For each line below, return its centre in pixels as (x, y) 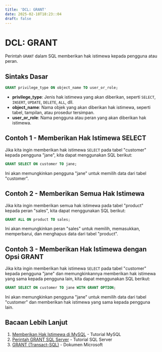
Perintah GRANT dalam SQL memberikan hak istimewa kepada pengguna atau (81, 56)
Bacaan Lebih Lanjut (36, 323)
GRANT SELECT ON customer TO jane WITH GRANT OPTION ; (61, 288)
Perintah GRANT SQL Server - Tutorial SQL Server (62, 339)
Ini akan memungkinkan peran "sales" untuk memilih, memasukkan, (73, 229)
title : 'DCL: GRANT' (26, 9)
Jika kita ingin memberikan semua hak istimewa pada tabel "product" (74, 205)
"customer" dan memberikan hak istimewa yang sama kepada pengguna (78, 302)
